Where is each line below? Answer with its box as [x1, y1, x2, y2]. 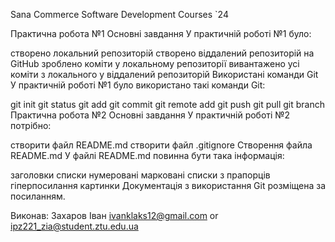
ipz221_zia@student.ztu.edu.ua [10, 220, 139, 232]
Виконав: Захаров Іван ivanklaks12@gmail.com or [10, 210, 219, 221]
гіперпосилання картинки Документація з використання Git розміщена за [10, 180, 327, 191]
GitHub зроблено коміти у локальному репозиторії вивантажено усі [10, 58, 300, 69]
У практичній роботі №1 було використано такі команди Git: [10, 79, 266, 91]
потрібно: [10, 120, 52, 131]
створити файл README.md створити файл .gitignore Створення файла [10, 139, 313, 151]
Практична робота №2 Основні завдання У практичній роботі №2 [10, 109, 291, 121]
